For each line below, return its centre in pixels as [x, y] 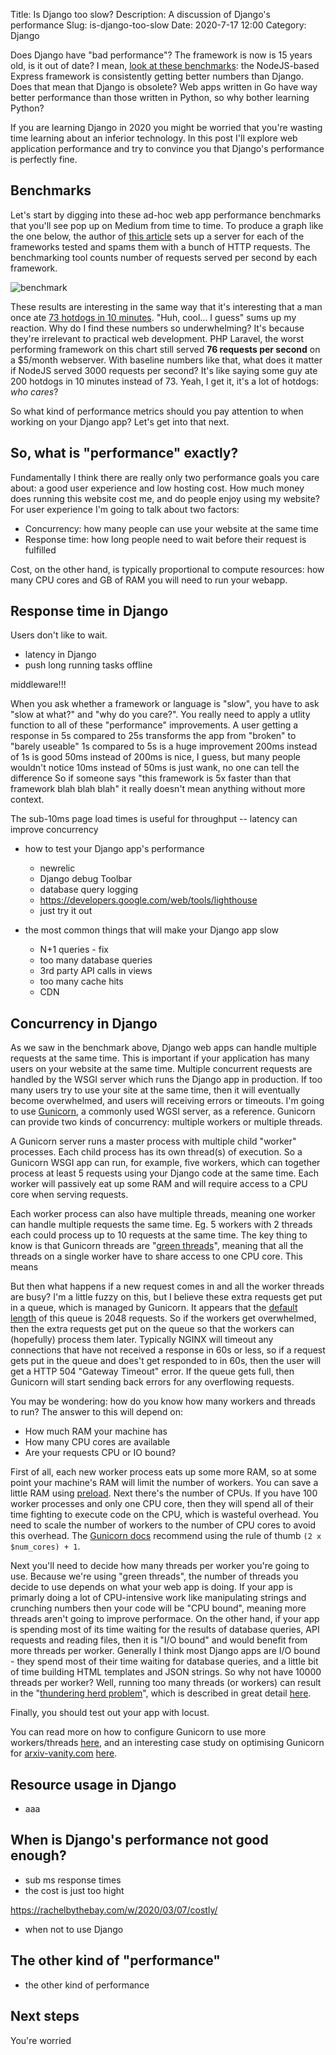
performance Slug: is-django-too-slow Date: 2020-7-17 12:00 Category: [158, 25]
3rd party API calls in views [96, 971]
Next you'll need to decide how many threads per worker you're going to [160, 1566]
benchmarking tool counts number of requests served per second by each [164, 257]
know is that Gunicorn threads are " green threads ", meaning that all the [157, 1246]
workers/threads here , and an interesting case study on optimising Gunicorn [167, 1743]
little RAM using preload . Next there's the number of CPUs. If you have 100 [164, 1493]
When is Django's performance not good [139, 1840]
